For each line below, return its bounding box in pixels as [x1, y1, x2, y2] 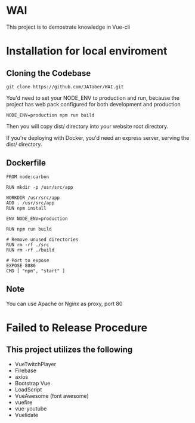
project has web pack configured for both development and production [6, 100, 181, 108]
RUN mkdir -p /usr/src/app [6, 184, 73, 190]
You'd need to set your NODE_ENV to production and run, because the [6, 94, 180, 102]
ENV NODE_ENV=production [6, 216, 68, 222]
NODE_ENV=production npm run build [6, 112, 95, 118]
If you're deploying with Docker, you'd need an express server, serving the [6, 134, 190, 141]
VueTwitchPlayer [14, 360, 57, 367]
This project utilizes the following [6, 345, 133, 355]
